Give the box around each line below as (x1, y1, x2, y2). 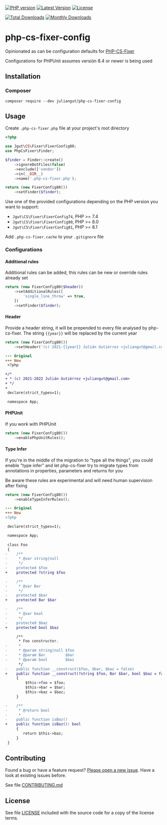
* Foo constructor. (18, 639, 59, 644)
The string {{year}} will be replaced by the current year (23, 330, 138, 336)
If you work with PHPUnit (5, 421, 57, 427)
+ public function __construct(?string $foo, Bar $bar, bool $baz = (5, 671, 157, 676)
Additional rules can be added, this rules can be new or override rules (5, 269, 148, 276)
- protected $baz (5, 620, 48, 625)
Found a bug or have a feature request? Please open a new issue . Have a (5, 767, 155, 773)
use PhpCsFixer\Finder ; (5, 148, 55, 154)
